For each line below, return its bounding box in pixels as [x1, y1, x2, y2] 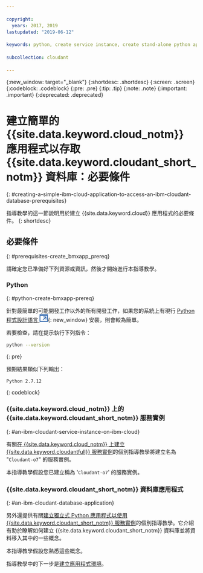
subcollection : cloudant [6, 54, 69, 61]
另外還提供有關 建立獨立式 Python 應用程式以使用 [6, 512, 128, 519]
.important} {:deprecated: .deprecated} [6, 91, 104, 98]
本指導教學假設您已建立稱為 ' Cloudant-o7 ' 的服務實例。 [6, 468, 143, 476]
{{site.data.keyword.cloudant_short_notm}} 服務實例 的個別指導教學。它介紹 [6, 519, 195, 526]
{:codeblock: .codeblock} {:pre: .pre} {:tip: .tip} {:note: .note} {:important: [6, 85, 187, 92]
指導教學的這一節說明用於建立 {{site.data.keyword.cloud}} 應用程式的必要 [6, 209, 189, 217]
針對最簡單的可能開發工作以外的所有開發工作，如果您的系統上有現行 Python [6, 307, 195, 314]
